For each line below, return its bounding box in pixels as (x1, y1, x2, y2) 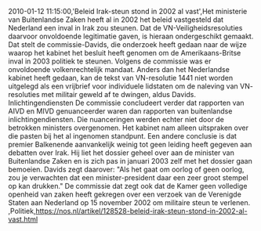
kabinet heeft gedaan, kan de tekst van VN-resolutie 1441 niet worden (8, 74, 234, 82)
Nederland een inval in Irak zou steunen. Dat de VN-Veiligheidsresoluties (8, 23, 243, 32)
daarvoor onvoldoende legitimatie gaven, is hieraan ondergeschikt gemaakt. (8, 31, 254, 41)
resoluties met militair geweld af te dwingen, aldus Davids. (8, 90, 197, 99)
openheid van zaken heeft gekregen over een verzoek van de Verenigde (8, 189, 241, 199)
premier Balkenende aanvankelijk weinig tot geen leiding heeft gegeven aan (8, 140, 252, 149)
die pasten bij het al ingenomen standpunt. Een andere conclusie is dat (8, 132, 237, 140)
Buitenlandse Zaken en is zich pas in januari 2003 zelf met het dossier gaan (8, 157, 252, 165)
